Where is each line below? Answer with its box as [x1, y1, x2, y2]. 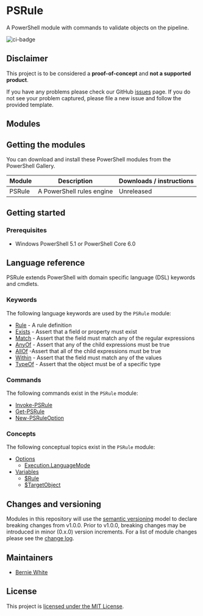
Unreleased [118, 187, 152, 196]
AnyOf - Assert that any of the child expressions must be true [15, 340, 170, 348]
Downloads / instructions [118, 177, 194, 185]
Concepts [6, 429, 37, 438]
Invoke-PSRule [15, 402, 53, 409]
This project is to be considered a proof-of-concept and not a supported [6, 70, 191, 77]
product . [6, 76, 29, 83]
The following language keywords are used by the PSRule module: [6, 309, 172, 317]
